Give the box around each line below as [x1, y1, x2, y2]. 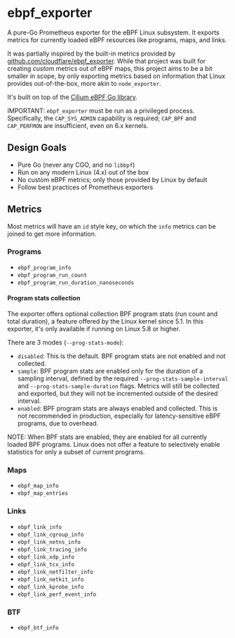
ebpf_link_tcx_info [17, 561, 75, 568]
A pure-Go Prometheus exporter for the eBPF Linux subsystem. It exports [7, 28, 220, 37]
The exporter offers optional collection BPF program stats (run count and [7, 310, 218, 318]
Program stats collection [7, 294, 81, 302]
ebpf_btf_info [17, 624, 59, 631]
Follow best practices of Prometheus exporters [17, 183, 154, 191]
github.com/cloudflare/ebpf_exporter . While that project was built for [7, 56, 206, 65]
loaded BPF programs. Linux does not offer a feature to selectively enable [7, 440, 220, 449]
